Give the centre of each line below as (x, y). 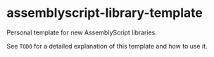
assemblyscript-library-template (105, 13)
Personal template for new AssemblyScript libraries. (82, 32)
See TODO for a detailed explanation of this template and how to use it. (107, 46)
